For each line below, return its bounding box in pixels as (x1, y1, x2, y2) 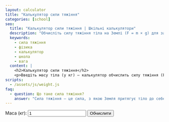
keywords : (10, 36, 30, 41)
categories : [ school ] (5, 17, 51, 22)
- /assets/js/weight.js (10, 82, 59, 87)
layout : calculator (5, 7, 46, 13)
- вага (14, 59, 28, 64)
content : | (10, 63, 33, 68)
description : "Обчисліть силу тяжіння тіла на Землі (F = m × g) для (10, 31, 158, 36)
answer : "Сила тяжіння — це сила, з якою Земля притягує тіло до (14, 96, 154, 101)
